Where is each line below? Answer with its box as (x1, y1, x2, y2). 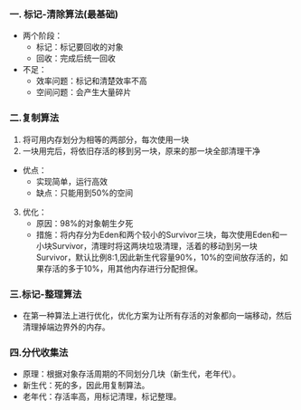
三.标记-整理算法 (9, 288, 82, 300)
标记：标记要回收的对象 (35, 42, 124, 52)
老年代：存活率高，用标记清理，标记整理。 (22, 391, 182, 402)
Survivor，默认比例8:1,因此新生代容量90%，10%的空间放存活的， (35, 252, 280, 262)
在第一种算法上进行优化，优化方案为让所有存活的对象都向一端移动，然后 (22, 310, 292, 320)
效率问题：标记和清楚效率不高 (35, 75, 147, 87)
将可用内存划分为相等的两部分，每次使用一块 (22, 134, 190, 145)
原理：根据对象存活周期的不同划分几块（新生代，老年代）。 (22, 368, 241, 379)
